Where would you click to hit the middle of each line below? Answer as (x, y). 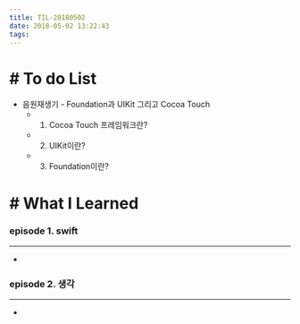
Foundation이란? (79, 166)
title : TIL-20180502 (48, 17)
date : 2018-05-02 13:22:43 (59, 26)
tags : (19, 34)
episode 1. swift (44, 231)
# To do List (53, 78)
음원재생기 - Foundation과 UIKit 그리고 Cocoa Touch (116, 105)
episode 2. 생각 (42, 284)
